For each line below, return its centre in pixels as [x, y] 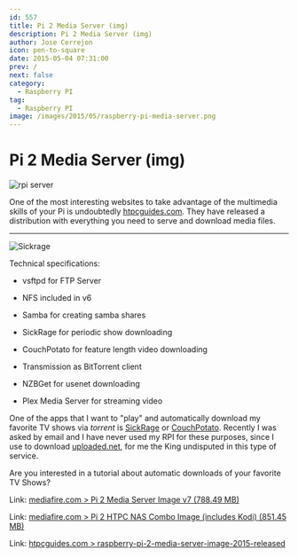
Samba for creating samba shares [84, 315]
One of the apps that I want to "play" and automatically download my [135, 419]
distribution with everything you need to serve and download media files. [142, 221]
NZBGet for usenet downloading [81, 384]
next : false [31, 75]
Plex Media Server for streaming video [92, 401]
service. [24, 456]
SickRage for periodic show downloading [97, 333]
